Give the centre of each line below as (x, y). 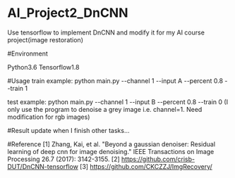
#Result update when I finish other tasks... (68, 130)
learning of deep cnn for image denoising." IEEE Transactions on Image (111, 151)
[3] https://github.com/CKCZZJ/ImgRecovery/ (146, 166)
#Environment (28, 53)
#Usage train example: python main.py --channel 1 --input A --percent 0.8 (115, 81)
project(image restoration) (45, 39)
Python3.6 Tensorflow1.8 (43, 67)
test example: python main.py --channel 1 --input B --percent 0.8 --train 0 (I (117, 102)
